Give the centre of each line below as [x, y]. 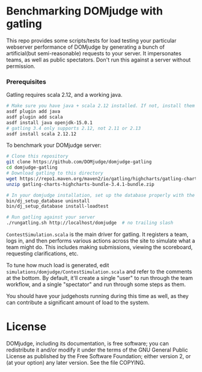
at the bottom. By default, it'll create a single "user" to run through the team [100, 278]
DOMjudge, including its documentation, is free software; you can [88, 344]
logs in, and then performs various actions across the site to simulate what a [101, 241]
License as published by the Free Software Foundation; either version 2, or [99, 356]
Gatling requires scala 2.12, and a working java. [64, 95]
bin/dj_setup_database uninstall [48, 201]
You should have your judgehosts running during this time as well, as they [97, 296]
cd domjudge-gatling [32, 168]
